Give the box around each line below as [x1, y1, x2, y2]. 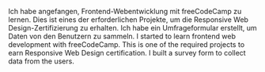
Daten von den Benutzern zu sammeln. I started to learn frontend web [8, 31, 236, 41]
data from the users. [8, 56, 75, 66]
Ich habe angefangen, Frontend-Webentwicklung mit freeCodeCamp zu [8, 7, 242, 16]
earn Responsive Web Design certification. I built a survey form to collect [8, 49, 247, 57]
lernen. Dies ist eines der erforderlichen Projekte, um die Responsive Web [8, 15, 249, 24]
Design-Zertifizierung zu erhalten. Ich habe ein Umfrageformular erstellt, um [8, 23, 257, 32]
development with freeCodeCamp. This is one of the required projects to [8, 40, 245, 49]
